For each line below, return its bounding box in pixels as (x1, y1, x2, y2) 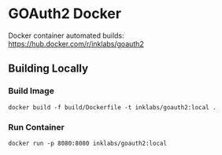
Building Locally (8, 62, 89, 76)
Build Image (8, 86, 55, 97)
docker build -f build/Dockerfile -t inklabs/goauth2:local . (8, 103, 216, 111)
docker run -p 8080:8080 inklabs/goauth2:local (8, 139, 168, 147)
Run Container (8, 121, 65, 132)
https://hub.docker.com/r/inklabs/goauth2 (8, 39, 144, 48)
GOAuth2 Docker (8, 5, 122, 23)
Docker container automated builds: (8, 31, 124, 40)
